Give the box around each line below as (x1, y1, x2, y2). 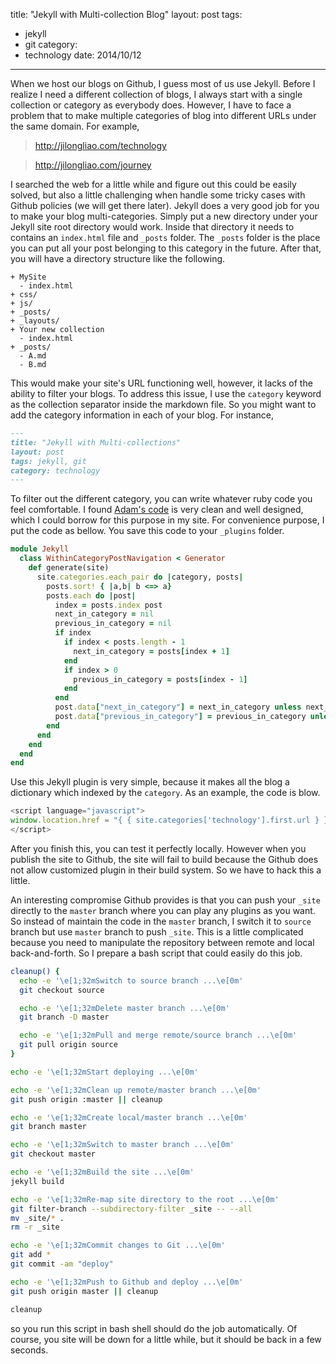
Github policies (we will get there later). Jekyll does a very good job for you (10, 200, 320, 211)
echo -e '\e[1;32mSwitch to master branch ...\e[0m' (10, 1140, 235, 1150)
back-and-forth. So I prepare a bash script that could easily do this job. (10, 947, 303, 959)
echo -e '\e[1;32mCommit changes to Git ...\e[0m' (10, 1240, 226, 1251)
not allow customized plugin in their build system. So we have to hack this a (10, 864, 322, 876)
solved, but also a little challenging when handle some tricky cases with (10, 189, 306, 201)
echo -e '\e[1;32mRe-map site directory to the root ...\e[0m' (10, 1194, 280, 1204)
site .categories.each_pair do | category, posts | (36, 572, 244, 582)
